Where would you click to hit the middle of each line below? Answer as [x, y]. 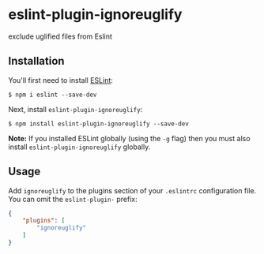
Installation [36, 61]
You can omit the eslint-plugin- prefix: [73, 199]
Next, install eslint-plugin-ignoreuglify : [75, 109]
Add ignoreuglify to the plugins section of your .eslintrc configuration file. [132, 190]
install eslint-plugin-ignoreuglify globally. [79, 147]
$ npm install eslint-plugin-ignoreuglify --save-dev [99, 124]
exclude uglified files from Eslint [60, 36]
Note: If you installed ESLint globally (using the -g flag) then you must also [129, 138]
